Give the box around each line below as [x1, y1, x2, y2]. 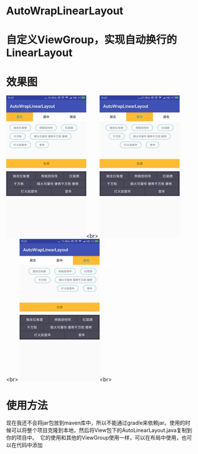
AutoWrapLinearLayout [6, 4, 123, 18]
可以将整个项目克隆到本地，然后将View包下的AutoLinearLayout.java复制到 [11, 427, 193, 434]
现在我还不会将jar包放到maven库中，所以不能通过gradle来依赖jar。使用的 [6, 420, 186, 427]
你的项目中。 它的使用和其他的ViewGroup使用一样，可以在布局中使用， [6, 434, 182, 442]
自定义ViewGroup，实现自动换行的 [6, 33, 177, 47]
